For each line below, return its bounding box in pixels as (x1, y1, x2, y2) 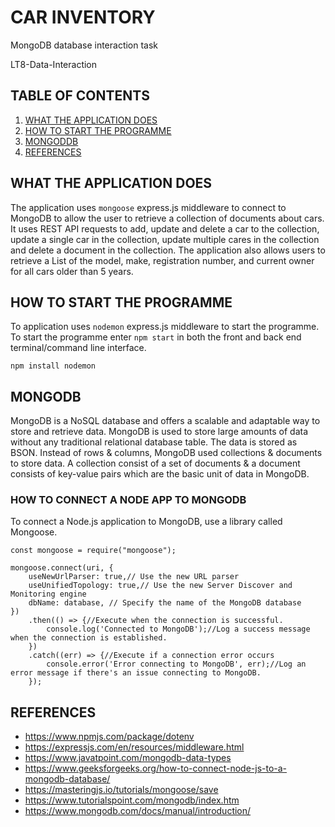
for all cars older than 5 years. (10, 265, 134, 277)
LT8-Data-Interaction (10, 58, 98, 70)
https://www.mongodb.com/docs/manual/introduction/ (24, 805, 252, 817)
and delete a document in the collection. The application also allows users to (10, 244, 326, 256)
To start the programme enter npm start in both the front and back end (10, 331, 302, 343)
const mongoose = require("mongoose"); (10, 546, 177, 556)
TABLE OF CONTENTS (10, 87, 150, 105)
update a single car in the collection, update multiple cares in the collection (10, 233, 320, 245)
